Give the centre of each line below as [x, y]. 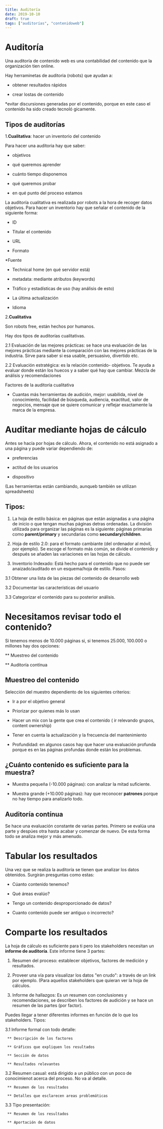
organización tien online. [30, 66]
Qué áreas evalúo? [31, 894]
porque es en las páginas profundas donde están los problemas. [77, 750]
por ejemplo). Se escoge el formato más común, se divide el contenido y [85, 549]
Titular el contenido [31, 232]
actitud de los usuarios [35, 467]
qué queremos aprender [36, 165]
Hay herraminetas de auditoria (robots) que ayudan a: [59, 76]
